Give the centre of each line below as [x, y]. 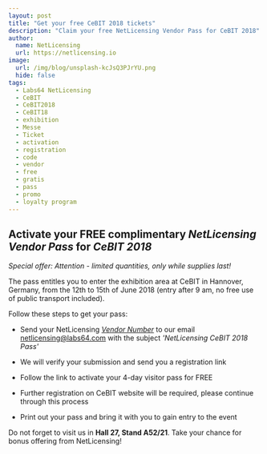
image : [19, 61]
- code [26, 157]
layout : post [30, 16]
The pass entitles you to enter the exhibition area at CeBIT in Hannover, [126, 282]
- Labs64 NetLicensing [53, 90]
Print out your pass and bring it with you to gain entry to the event [129, 417]
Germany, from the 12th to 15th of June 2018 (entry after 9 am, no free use [131, 290]
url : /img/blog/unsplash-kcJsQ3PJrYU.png [86, 68]
